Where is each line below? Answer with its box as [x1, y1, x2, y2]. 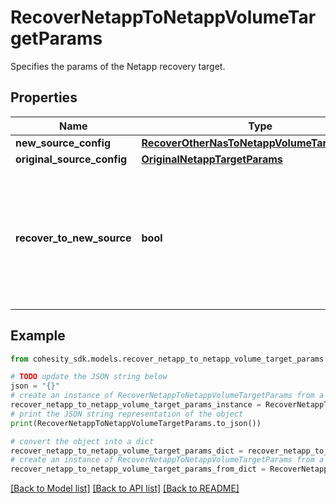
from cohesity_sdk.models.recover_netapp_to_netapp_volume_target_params [10, 354, 325, 364]
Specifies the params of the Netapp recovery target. [10, 60, 226, 72]
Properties [10, 89, 78, 106]
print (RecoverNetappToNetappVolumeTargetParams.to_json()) [10, 418, 262, 428]
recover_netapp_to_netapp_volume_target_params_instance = [10, 400, 262, 410]
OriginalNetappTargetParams [141, 152, 283, 166]
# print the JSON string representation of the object [10, 409, 244, 419]
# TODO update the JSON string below [10, 372, 168, 382]
